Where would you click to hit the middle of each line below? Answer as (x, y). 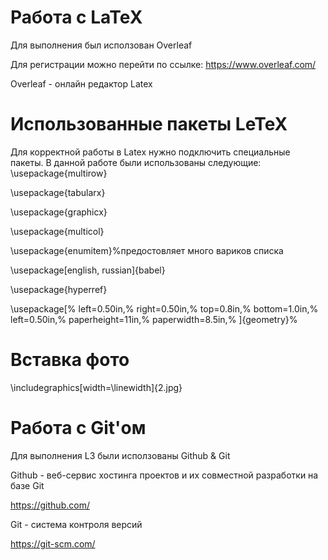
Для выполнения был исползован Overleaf (101, 45)
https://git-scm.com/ (53, 543)
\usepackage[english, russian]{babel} (88, 270)
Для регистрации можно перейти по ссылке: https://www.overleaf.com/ (163, 64)
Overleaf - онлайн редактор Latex (81, 83)
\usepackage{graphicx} (59, 212)
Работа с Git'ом (78, 428)
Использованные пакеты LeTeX (149, 124)
